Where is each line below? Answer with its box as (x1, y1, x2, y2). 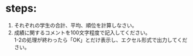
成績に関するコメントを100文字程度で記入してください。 (13, 29, 151, 36)
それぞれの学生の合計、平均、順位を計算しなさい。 (13, 22, 137, 29)
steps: (5, 2, 37, 15)
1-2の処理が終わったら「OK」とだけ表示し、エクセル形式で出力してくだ (13, 36, 188, 43)
